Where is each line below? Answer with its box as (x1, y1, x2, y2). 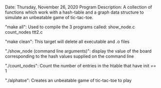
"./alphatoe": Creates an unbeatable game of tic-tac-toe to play (5, 78, 132, 83)
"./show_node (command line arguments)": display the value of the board (5, 48, 152, 54)
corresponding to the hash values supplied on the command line (5, 53, 134, 59)
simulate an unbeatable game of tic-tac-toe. (5, 15, 93, 20)
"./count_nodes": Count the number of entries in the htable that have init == (5, 63, 157, 68)
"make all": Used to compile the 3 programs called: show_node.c (5, 24, 135, 30)
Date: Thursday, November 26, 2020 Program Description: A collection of (5, 4, 152, 10)
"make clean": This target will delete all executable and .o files (5, 39, 130, 44)
